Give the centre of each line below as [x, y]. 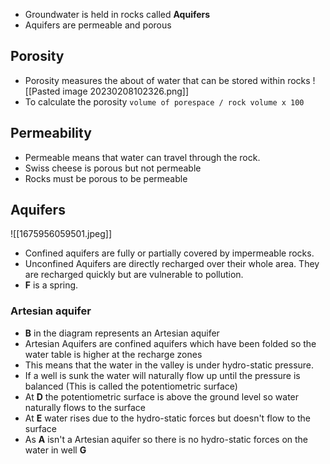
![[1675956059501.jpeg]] [61, 234]
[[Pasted [42, 91]
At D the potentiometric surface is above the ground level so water [162, 396]
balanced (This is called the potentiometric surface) [131, 386]
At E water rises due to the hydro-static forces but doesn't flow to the [168, 418]
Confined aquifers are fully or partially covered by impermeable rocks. [169, 253]
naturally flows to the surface [85, 407]
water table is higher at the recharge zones [113, 354]
